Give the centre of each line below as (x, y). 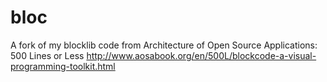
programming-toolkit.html (63, 66)
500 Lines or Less (47, 55)
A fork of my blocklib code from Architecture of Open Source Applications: (164, 45)
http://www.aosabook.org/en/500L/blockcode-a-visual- (201, 55)
